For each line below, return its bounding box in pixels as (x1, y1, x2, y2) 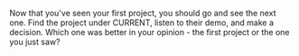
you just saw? (9, 36, 61, 47)
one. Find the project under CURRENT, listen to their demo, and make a (9, 17, 274, 28)
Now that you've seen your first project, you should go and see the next (9, 8, 276, 18)
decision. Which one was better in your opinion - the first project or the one (9, 27, 291, 37)
